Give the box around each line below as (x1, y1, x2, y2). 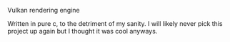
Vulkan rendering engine (7, 6, 80, 14)
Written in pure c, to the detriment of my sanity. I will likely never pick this (7, 20, 223, 27)
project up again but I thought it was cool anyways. (7, 27, 158, 35)
